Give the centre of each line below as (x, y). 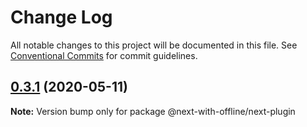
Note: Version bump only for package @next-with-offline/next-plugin (153, 111)
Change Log (61, 17)
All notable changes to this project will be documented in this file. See (154, 45)
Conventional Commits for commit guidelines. (104, 55)
